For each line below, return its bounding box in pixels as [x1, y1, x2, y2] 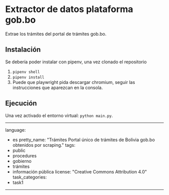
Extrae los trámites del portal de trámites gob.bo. [5, 31, 107, 37]
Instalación [5, 45, 41, 54]
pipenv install [12, 74, 45, 80]
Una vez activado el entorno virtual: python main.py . [5, 112, 113, 119]
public [12, 147, 26, 153]
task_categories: [12, 174, 47, 180]
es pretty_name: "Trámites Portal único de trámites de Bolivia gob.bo [12, 137, 155, 143]
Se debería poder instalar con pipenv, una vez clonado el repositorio [5, 59, 147, 65]
